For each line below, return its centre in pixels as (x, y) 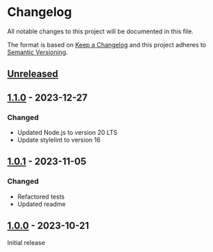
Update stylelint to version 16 (59, 140)
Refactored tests (41, 196)
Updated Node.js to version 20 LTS (67, 133)
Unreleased (33, 74)
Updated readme (41, 204)
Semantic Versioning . (37, 52)
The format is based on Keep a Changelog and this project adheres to (107, 44)
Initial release (26, 242)
